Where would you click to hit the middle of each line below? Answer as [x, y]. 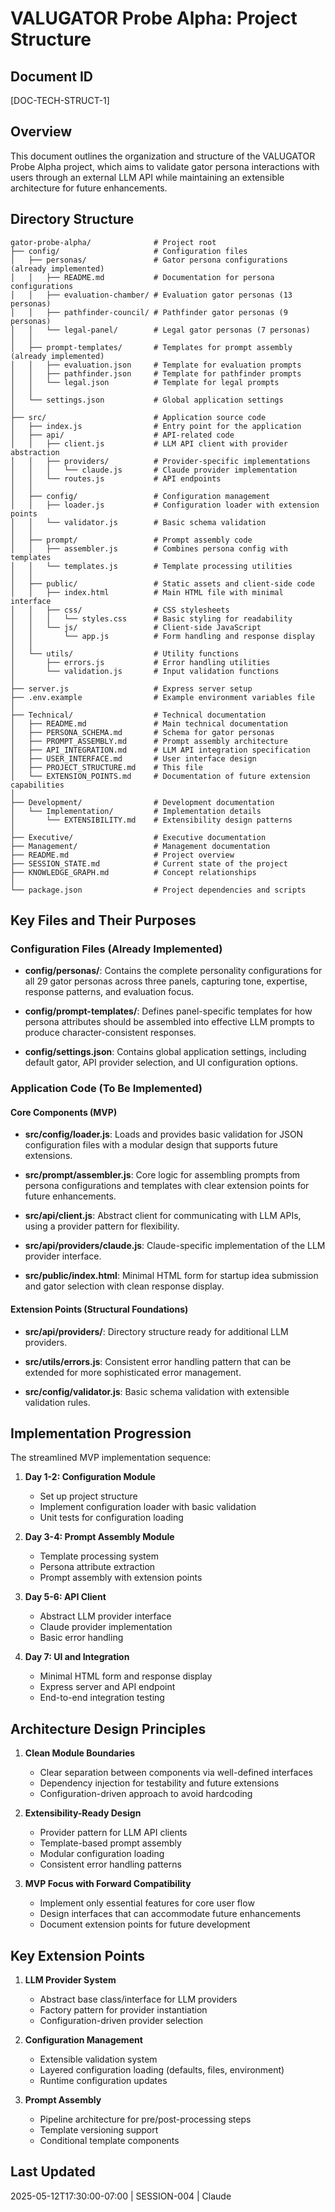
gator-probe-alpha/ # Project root [113, 242]
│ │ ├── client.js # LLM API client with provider [149, 443]
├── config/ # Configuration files [129, 251]
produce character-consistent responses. [110, 1033]
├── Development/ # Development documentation [142, 802]
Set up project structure [88, 1496]
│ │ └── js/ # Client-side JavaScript [136, 627]
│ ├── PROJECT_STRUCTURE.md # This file [106, 767]
